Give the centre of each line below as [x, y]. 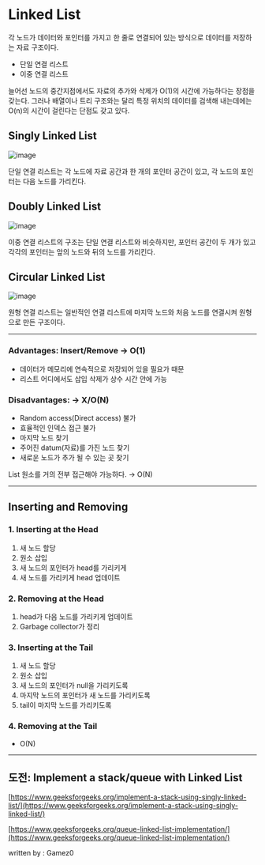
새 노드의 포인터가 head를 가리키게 [73, 568]
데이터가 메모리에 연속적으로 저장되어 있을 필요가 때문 [102, 368]
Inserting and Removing [68, 507]
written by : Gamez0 [41, 853]
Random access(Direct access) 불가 [78, 417]
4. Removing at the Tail [53, 727]
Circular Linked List [57, 277]
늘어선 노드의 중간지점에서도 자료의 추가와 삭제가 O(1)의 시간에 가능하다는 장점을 [131, 91]
